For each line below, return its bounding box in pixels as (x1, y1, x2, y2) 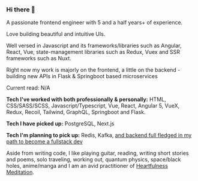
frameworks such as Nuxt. (6, 55, 72, 62)
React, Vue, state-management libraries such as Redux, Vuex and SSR (6, 48, 181, 56)
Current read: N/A (6, 84, 50, 91)
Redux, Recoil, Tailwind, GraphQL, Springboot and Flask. (6, 109, 146, 116)
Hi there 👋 (6, 5, 36, 14)
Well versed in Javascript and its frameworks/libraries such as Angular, (6, 42, 182, 50)
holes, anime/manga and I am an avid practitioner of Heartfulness (6, 162, 168, 170)
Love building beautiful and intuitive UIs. (6, 30, 106, 38)
